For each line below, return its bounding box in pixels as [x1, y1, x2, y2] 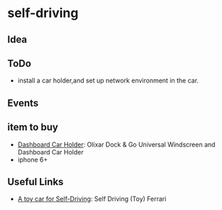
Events [7, 97, 39, 109]
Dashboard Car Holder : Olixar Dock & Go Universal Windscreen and [17, 140, 216, 149]
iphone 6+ [17, 155, 48, 164]
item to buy [7, 121, 59, 133]
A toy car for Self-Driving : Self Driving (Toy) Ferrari [17, 194, 167, 204]
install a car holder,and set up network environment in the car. [17, 76, 199, 85]
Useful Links [7, 176, 64, 188]
